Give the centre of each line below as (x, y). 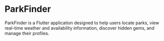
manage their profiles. (27, 33)
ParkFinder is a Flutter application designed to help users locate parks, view (82, 23)
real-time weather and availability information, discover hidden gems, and (80, 28)
